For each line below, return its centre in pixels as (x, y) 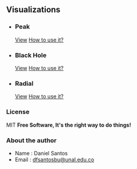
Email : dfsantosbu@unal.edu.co (54, 159)
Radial (24, 83)
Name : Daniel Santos (41, 153)
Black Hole (30, 55)
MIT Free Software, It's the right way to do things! (69, 125)
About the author (32, 140)
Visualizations (33, 10)
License (18, 112)
